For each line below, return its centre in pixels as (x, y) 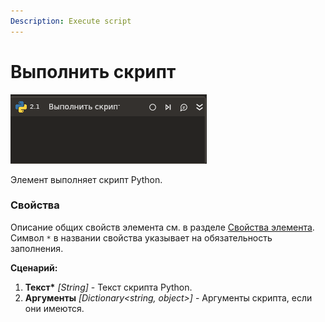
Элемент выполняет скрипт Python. (86, 179)
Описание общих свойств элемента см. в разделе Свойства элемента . (162, 227)
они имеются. (54, 308)
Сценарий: (34, 267)
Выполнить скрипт (93, 71)
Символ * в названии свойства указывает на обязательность (141, 237)
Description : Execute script (71, 21)
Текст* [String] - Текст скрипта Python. (108, 287)
